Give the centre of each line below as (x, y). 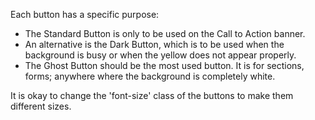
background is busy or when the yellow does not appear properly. (160, 55)
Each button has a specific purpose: (85, 14)
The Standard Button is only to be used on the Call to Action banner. (165, 33)
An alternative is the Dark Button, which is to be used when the (154, 44)
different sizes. (41, 106)
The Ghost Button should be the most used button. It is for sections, (164, 65)
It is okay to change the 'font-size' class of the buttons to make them (152, 95)
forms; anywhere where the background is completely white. (150, 76)
